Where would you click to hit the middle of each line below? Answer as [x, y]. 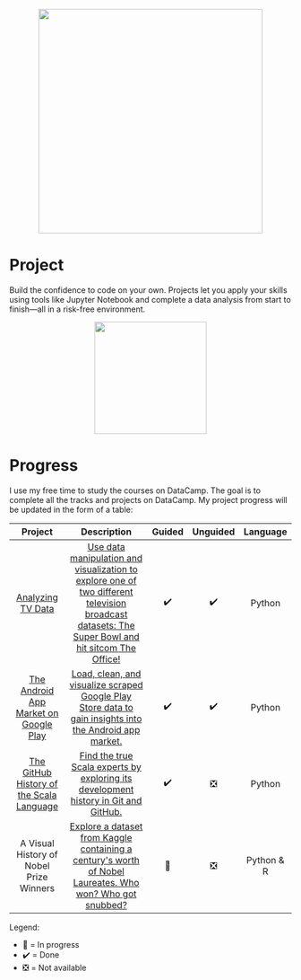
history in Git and [106, 800]
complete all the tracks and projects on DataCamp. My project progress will [149, 499]
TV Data [37, 608]
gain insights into [106, 719]
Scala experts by [106, 766]
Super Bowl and [107, 636]
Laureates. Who [106, 882]
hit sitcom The [106, 648]
